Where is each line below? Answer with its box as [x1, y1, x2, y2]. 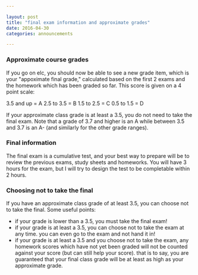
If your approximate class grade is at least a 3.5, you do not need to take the [6, 111, 193, 118]
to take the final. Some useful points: [6, 206, 96, 214]
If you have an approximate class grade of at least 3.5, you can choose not [6, 200, 189, 207]
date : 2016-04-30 [6, 25, 49, 31]
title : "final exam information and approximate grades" [6, 19, 150, 26]
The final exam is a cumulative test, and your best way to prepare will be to [6, 152, 190, 159]
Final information [6, 138, 56, 147]
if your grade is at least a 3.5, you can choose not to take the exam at [14, 224, 184, 231]
